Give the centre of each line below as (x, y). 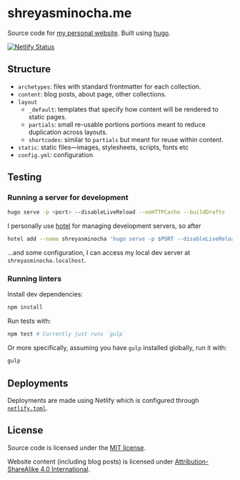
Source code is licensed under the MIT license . (77, 447)
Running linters (35, 279)
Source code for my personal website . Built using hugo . (89, 33)
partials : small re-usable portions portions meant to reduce (117, 124)
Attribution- (192, 461)
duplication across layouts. (68, 132)
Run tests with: (29, 321)
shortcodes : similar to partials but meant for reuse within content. (126, 139)
